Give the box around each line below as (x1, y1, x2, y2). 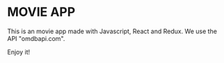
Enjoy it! (7, 48, 31, 56)
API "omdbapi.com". (7, 34, 65, 42)
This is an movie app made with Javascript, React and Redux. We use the (7, 27, 218, 35)
